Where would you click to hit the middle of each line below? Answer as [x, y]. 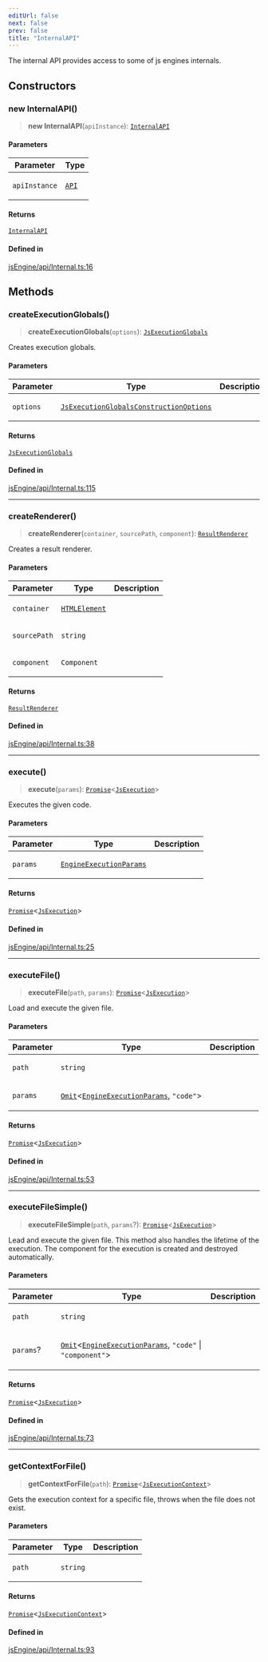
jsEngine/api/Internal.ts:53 [51, 1179]
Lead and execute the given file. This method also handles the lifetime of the [134, 1240]
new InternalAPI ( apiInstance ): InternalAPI [99, 125]
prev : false [28, 30]
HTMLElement [83, 609]
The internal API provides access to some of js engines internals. [115, 61]
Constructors [42, 86]
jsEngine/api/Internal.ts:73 [51, 1438]
